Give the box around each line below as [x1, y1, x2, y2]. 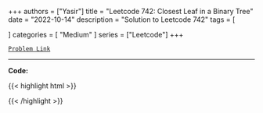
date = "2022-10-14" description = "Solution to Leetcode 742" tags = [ [8, 15, 236, 24]
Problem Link [8, 45, 51, 53]
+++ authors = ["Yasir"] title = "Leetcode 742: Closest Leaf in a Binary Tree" [8, 7, 254, 16]
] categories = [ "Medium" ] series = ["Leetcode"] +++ [8, 30, 184, 39]
